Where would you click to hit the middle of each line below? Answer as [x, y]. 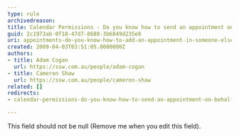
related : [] [25, 87]
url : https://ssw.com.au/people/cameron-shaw [83, 80]
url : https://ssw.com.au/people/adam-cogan [79, 67]
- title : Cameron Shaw [41, 73]
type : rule [23, 14]
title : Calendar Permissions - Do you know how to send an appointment [116, 27]
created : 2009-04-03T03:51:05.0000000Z [67, 47]
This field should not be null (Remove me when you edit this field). [104, 126]
